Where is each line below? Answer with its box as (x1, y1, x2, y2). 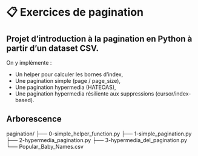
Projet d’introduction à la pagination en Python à (6, 33, 193, 44)
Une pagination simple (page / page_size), (15, 77, 121, 84)
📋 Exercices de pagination (6, 5, 144, 19)
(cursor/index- (155, 90, 191, 97)
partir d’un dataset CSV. (6, 43, 99, 53)
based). (15, 97, 35, 103)
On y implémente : (6, 59, 52, 66)
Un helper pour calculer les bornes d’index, (15, 71, 124, 78)
